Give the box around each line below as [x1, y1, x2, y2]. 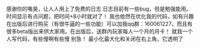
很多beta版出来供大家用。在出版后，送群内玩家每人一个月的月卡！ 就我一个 [6, 28, 193, 35]
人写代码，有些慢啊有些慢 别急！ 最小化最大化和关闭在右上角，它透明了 [6, 35, 184, 42]
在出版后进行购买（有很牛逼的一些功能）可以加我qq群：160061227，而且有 [6, 20, 193, 27]
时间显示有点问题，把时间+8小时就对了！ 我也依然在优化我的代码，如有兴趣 [6, 13, 194, 20]
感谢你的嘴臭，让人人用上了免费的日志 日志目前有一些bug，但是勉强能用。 [6, 5, 192, 12]
